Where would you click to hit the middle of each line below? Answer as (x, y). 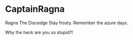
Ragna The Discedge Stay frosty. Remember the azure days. (67, 23)
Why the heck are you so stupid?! (39, 32)
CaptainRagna (35, 9)
